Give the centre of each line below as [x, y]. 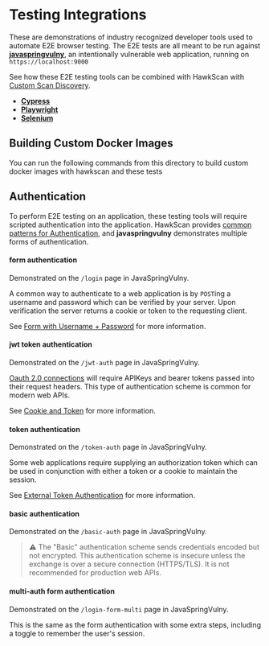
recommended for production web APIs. [95, 573]
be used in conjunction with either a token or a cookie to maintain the [123, 471]
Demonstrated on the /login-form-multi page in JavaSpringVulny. [119, 609]
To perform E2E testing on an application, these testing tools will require [128, 216]
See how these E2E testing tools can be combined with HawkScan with [126, 76]
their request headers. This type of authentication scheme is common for [130, 386]
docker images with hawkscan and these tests [86, 171]
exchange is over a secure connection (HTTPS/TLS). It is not [129, 564]
